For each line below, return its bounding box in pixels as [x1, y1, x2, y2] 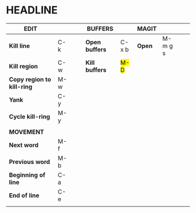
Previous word [9, 158, 51, 166]
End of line [9, 191, 40, 199]
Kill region [9, 62, 38, 70]
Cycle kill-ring [9, 112, 51, 120]
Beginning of [9, 170, 45, 179]
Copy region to [9, 75, 51, 83]
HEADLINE [6, 4, 58, 17]
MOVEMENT [9, 128, 44, 136]
